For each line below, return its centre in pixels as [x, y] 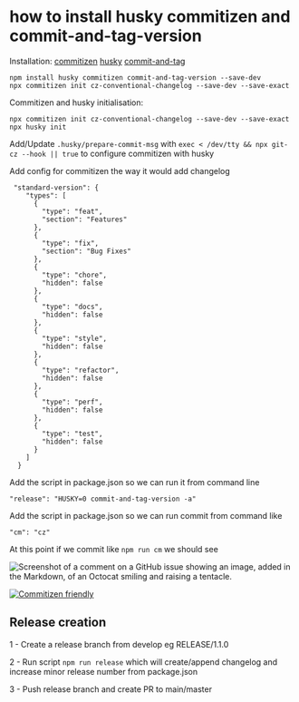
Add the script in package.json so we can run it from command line [135, 482]
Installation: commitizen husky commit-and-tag [97, 61]
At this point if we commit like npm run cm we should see [114, 549]
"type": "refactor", [81, 370]
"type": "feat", [72, 211]
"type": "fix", [71, 243]
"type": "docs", [72, 307]
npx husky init [38, 127]
